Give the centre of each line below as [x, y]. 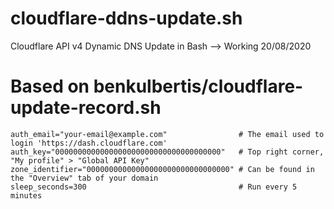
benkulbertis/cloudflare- [198, 86]
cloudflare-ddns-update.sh [126, 18]
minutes [26, 195]
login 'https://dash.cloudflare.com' [89, 143]
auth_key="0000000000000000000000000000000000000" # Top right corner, [167, 152]
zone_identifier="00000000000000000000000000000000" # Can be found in [162, 169]
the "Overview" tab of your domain [84, 178]
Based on [50, 86]
